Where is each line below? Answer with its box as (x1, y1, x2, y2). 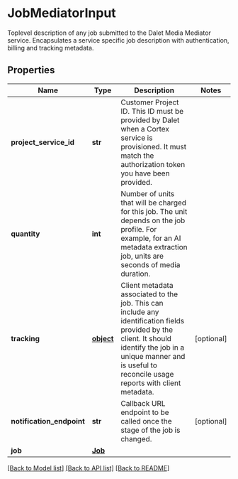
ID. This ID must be (120, 106, 184, 116)
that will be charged (120, 198, 186, 208)
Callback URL (120, 398, 166, 408)
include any (120, 307, 159, 317)
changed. (120, 434, 152, 443)
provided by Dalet (120, 115, 180, 125)
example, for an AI (120, 233, 181, 243)
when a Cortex (120, 124, 170, 134)
